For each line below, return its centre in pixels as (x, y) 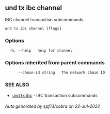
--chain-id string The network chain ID (61, 73)
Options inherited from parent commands (55, 63)
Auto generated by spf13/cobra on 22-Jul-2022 (53, 106)
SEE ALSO (17, 85)
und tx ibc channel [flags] (33, 28)
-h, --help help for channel (41, 51)
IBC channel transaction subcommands (44, 19)
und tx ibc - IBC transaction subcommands (55, 95)
